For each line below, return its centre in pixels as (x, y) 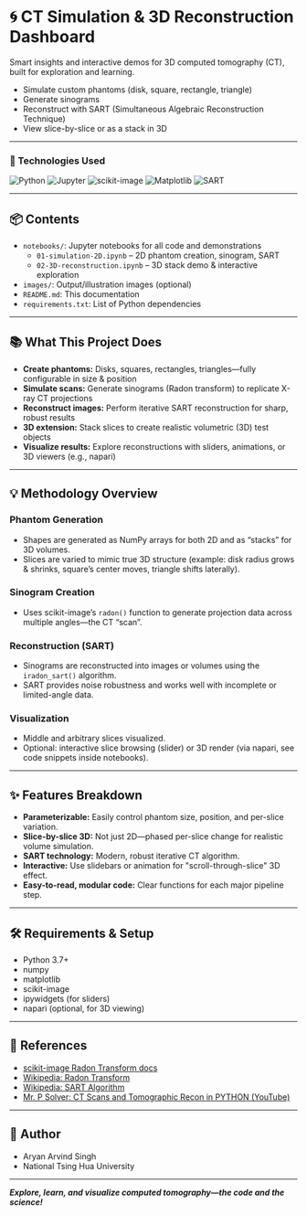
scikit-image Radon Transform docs (90, 1068)
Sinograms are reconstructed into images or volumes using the (141, 666)
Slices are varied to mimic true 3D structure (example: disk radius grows (159, 559)
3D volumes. (46, 549)
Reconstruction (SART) (62, 645)
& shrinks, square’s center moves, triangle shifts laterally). (131, 569)
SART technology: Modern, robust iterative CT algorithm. (131, 856)
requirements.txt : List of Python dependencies (112, 304)
